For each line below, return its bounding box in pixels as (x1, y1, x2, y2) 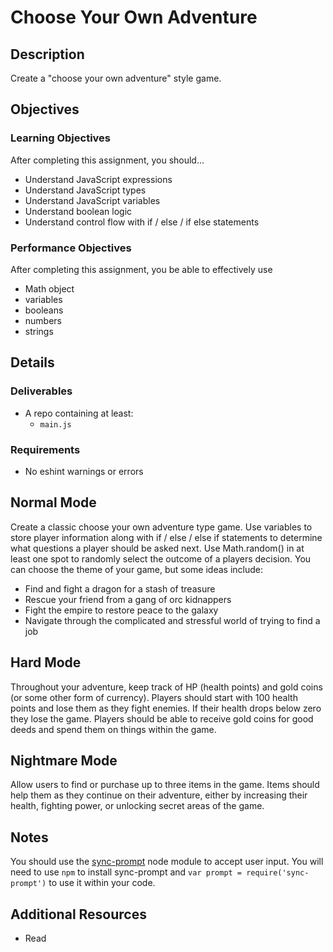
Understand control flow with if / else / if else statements (24, 216, 260, 228)
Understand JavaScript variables (24, 194, 161, 206)
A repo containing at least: (24, 407, 134, 419)
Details (10, 354, 55, 371)
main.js (39, 419, 72, 430)
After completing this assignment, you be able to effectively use (10, 263, 273, 275)
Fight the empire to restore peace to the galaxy (24, 604, 219, 616)
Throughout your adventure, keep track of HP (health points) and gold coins (10, 681, 323, 693)
